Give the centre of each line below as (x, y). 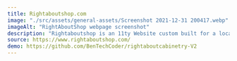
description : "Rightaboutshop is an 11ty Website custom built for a (112, 33)
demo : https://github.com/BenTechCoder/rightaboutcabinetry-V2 (102, 46)
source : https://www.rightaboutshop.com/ (69, 40)
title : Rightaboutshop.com (47, 14)
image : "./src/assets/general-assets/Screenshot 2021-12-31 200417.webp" (118, 20)
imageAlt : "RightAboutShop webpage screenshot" (79, 27)
